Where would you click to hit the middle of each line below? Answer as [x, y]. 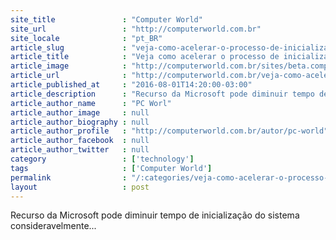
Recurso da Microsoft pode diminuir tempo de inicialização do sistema [155, 215]
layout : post [80, 187]
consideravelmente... [53, 226]
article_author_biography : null [80, 122]
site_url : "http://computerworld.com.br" [136, 29]
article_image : [69, 66]
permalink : [69, 177]
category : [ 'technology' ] [102, 159]
